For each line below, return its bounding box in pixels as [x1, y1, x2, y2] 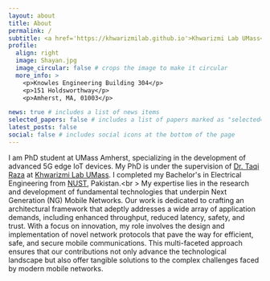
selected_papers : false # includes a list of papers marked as [8, 116, 225, 124]
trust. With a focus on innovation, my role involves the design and [8, 221, 225, 230]
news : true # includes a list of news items [8, 108, 160, 116]
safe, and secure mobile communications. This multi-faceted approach [8, 238, 243, 247]
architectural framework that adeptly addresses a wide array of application [8, 204, 256, 214]
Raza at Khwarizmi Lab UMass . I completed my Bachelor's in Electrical [8, 169, 242, 179]
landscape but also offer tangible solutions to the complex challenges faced [8, 255, 260, 265]
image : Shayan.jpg [15, 57, 78, 65]
